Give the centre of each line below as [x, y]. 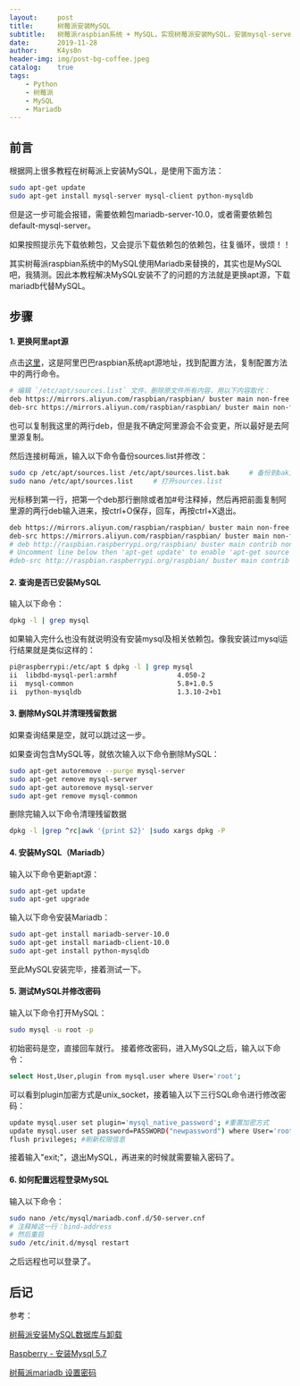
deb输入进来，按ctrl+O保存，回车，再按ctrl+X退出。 [144, 510]
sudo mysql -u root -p [51, 1030]
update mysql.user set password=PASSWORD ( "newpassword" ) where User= [142, 1131]
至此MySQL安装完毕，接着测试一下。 [78, 969]
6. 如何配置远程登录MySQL [59, 1180]
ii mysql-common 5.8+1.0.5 [112, 684]
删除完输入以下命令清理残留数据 [68, 814]
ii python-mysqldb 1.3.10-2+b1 [115, 692]
